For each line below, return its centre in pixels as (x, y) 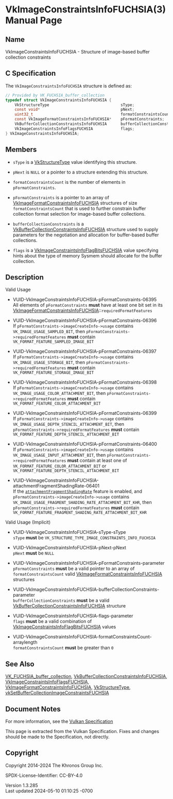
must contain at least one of (97, 461)
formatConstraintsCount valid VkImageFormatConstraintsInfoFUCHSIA (87, 574)
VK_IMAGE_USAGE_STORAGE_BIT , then (49, 362)
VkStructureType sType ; (75, 105)
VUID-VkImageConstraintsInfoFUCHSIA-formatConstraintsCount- (82, 637)
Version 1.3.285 (22, 785)
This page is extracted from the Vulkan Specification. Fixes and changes (82, 731)
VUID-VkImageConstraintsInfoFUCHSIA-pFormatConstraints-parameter (89, 563)
